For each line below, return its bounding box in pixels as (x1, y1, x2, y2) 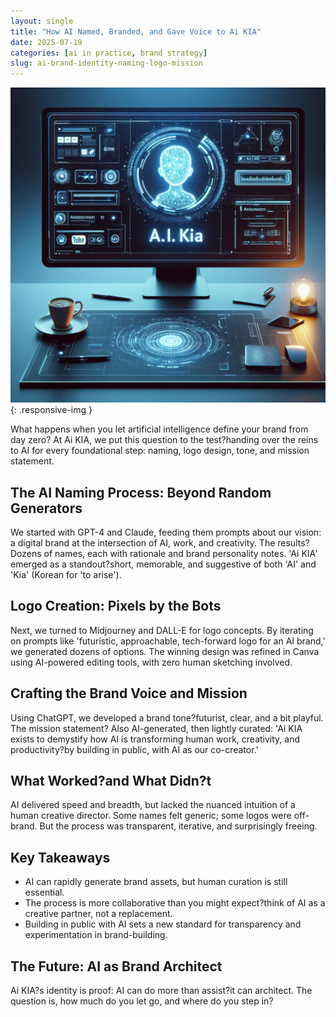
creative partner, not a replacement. (24, 908, 173, 920)
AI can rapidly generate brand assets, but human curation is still (24, 876, 288, 888)
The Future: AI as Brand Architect (10, 958, 223, 975)
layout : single (10, 16, 74, 26)
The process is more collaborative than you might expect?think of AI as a (24, 897, 326, 909)
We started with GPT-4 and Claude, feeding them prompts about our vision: (10, 526, 322, 538)
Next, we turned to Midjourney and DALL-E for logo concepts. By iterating (10, 624, 314, 636)
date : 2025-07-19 (10, 37, 83, 47)
